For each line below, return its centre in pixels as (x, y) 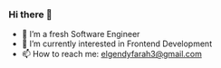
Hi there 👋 (31, 15)
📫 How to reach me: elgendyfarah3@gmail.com (112, 54)
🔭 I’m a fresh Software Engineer (81, 34)
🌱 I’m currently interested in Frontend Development (117, 44)
